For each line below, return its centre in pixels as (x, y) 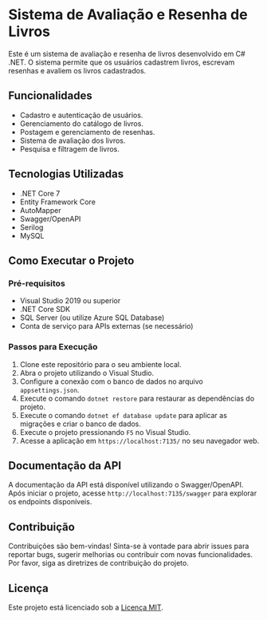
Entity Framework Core (57, 202)
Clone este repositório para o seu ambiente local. (100, 364)
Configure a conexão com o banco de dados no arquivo (111, 381)
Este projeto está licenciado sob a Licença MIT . (86, 607)
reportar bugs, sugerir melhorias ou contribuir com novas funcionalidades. (131, 555)
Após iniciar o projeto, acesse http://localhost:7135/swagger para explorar (133, 493)
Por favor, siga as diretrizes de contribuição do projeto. (98, 563)
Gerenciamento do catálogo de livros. (81, 123)
